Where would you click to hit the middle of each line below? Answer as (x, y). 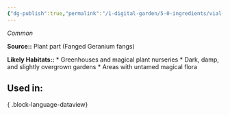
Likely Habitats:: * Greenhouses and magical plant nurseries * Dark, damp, (113, 60)
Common (20, 33)
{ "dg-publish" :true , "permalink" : (55, 13)
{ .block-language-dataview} (48, 105)
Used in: (25, 89)
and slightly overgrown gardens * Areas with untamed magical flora (102, 66)
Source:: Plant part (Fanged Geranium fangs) (71, 46)
